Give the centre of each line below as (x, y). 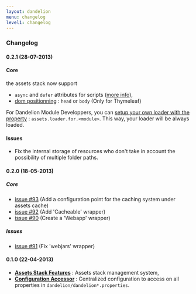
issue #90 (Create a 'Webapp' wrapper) (62, 218)
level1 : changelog (28, 22)
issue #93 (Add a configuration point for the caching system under (95, 199)
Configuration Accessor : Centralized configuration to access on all (97, 279)
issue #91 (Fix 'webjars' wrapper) (55, 246)
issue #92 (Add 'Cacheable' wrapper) (60, 211)
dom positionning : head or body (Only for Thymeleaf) (78, 101)
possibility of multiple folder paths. (56, 158)
